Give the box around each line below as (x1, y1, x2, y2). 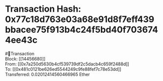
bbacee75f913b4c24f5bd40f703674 (5, 24, 159, 35)
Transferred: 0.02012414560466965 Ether (5, 71, 90, 77)
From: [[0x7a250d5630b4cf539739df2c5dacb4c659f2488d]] (5, 61, 129, 67)
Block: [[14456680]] (5, 56, 45, 61)
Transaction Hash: (5, 3, 81, 15)
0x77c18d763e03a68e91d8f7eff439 (5, 14, 155, 25)
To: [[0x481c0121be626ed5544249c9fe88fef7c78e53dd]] (5, 66, 122, 72)
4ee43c (5, 35, 38, 46)
